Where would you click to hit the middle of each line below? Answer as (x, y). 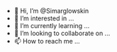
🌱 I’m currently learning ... (52, 26)
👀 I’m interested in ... (44, 18)
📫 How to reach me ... (47, 41)
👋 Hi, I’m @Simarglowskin (51, 11)
